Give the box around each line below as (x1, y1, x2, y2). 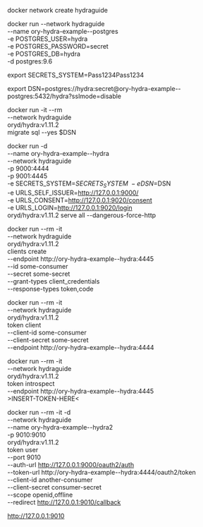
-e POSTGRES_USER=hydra (7, 35, 88, 43)
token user (7, 445, 39, 454)
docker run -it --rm (7, 106, 63, 114)
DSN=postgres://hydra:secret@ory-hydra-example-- (27, 85, 181, 92)
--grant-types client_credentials (7, 277, 100, 285)
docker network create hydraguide (7, 6, 108, 14)
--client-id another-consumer (7, 475, 93, 484)
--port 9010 (7, 453, 41, 461)
